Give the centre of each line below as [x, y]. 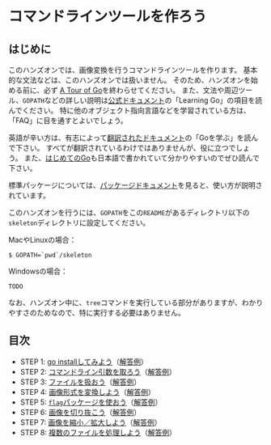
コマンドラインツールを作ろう [108, 17]
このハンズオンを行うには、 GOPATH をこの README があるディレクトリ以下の [129, 212]
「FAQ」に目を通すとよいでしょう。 [68, 121]
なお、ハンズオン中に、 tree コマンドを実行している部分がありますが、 [125, 303]
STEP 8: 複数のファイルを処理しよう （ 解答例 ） [98, 432]
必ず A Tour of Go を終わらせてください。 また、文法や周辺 [141, 90]
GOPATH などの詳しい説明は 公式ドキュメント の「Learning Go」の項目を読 [143, 100]
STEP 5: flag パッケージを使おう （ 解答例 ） [91, 402]
